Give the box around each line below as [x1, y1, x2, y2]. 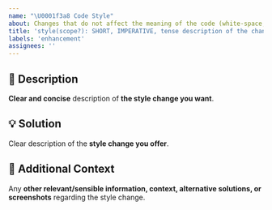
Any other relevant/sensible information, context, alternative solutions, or [8, 183, 261, 193]
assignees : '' [8, 42, 57, 50]
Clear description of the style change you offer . [8, 139, 169, 148]
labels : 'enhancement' [8, 34, 85, 43]
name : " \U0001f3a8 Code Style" [8, 11, 114, 20]
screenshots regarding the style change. [8, 192, 146, 202]
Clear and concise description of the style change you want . [8, 93, 215, 103]
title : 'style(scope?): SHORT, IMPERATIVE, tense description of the [8, 27, 249, 35]
